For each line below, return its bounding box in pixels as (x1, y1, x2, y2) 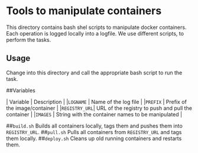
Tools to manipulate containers (6, 4, 162, 18)
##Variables (6, 87, 35, 94)
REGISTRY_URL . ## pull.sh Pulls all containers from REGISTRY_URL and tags (6, 128, 182, 135)
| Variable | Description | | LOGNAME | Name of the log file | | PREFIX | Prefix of (6, 98, 187, 105)
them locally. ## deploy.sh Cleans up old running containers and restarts (6, 135, 182, 142)
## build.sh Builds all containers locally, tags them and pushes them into (6, 122, 183, 129)
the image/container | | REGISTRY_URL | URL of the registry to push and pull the (6, 105, 192, 112)
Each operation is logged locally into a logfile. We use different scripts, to (6, 30, 184, 37)
